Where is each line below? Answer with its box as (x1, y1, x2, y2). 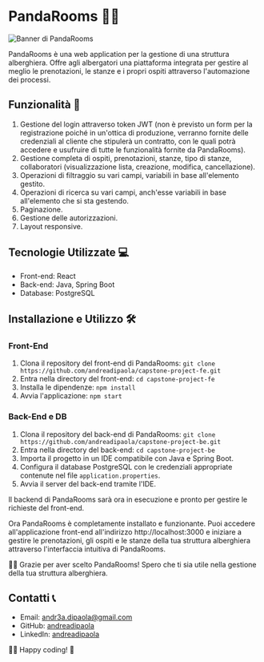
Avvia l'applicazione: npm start (19, 391, 122, 401)
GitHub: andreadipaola (19, 621, 94, 631)
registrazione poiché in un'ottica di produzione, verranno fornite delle (19, 127, 250, 137)
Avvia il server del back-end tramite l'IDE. (19, 478, 157, 488)
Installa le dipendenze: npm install (19, 382, 136, 392)
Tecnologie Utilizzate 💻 (8, 246, 130, 260)
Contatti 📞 (8, 591, 56, 604)
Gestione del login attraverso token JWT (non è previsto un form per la (19, 119, 254, 129)
